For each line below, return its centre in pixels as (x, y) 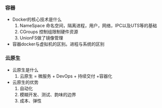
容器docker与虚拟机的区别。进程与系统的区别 (58, 44)
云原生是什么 (25, 70)
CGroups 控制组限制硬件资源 (49, 32)
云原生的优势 (25, 82)
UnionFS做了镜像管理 (41, 38)
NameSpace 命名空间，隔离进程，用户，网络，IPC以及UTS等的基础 (88, 26)
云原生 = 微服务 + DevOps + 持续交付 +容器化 (66, 76)
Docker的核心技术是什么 (37, 19)
